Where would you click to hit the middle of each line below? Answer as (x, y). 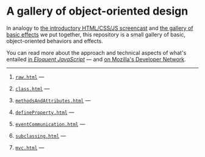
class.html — (32, 88)
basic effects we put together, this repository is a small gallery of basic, (96, 34)
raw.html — (30, 77)
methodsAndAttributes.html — (53, 100)
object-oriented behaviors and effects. (55, 41)
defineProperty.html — (45, 112)
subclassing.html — (41, 136)
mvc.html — (30, 147)
